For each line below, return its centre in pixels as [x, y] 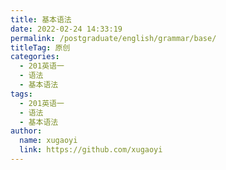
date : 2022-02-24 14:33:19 [66, 29]
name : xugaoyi [48, 141]
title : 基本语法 [41, 19]
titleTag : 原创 [40, 47]
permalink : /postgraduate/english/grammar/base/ [113, 38]
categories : [35, 57]
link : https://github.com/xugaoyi [91, 150]
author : [26, 131]
